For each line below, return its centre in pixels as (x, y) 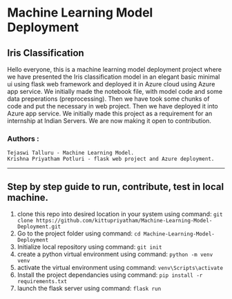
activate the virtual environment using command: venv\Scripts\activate (120, 268)
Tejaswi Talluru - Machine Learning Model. (71, 153)
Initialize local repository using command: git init (89, 247)
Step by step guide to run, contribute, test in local (116, 187)
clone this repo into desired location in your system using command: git (120, 214)
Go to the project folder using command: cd (79, 233)
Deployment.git (39, 227)
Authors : (23, 138)
